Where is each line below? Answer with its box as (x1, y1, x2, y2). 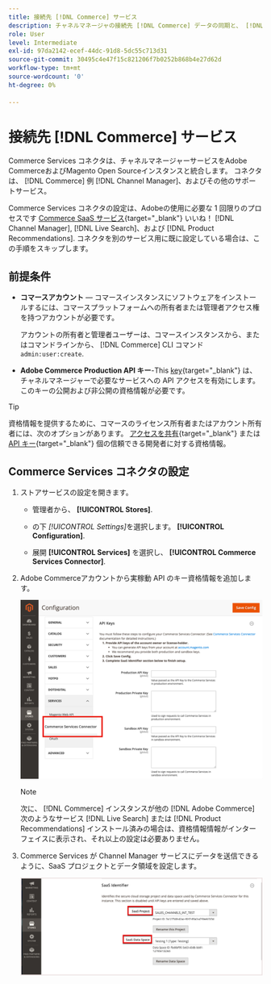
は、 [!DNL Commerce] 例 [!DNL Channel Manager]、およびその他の (8, 176, 236, 186)
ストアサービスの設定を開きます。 (19, 488, 133, 498)
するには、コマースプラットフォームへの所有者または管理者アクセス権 (27, 302, 260, 312)
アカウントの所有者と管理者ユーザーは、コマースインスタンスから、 (19, 330, 246, 340)
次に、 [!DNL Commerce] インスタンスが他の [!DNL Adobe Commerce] (19, 803, 256, 813)
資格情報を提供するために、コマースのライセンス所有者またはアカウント (8, 419, 248, 428)
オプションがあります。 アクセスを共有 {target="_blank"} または (50, 428, 261, 439)
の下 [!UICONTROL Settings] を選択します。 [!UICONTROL (31, 522, 224, 532)
